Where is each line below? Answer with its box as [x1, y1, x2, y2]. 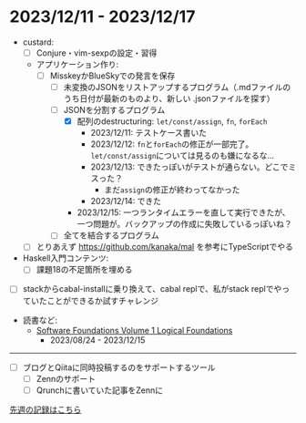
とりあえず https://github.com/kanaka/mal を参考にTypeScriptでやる [36, 242, 293, 253]
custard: [22, 36, 55, 47]
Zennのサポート [36, 373, 97, 384]
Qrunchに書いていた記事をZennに [36, 385, 164, 396]
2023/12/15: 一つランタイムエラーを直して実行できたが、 [76, 207, 291, 218]
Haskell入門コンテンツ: [22, 253, 109, 263]
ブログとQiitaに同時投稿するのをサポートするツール [22, 362, 216, 373]
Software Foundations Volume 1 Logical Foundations [36, 325, 233, 335]
